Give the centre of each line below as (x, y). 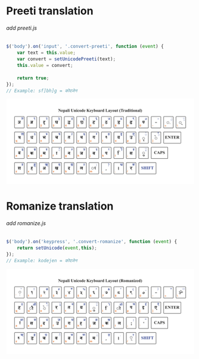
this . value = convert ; (45, 66)
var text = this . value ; (46, 53)
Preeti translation (50, 11)
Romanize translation (60, 206)
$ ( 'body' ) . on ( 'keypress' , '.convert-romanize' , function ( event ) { (92, 242)
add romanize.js (26, 223)
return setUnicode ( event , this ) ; (57, 248)
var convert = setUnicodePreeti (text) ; (66, 59)
